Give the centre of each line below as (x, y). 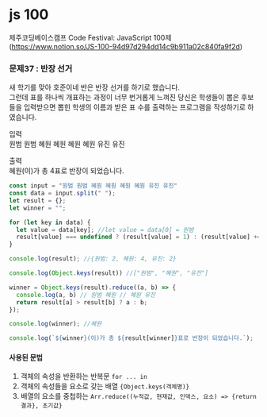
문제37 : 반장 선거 (41, 68)
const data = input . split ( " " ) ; (62, 193)
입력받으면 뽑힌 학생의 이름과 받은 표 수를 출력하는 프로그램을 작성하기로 (135, 107)
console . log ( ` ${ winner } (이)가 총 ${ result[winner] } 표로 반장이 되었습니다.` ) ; (132, 338)
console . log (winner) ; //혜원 (55, 324)
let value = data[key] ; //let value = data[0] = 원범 (105, 230)
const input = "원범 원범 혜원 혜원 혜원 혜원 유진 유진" (93, 186)
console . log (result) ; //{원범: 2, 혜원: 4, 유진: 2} (93, 259)
